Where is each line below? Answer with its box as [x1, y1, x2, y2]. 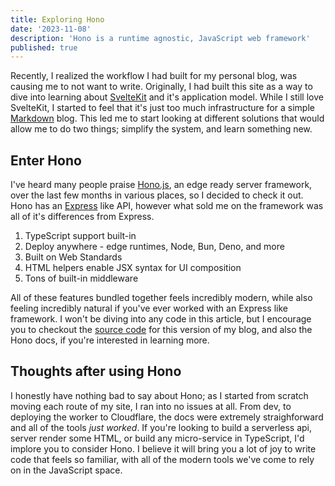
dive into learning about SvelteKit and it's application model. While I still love [10, 91, 324, 103]
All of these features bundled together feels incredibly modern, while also [10, 292, 313, 304]
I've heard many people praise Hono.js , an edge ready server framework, [10, 179, 313, 191]
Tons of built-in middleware [24, 272, 139, 285]
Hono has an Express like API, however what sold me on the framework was [10, 200, 324, 212]
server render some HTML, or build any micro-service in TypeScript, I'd [10, 432, 305, 444]
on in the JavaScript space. [10, 464, 123, 476]
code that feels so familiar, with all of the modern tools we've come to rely [10, 453, 315, 465]
